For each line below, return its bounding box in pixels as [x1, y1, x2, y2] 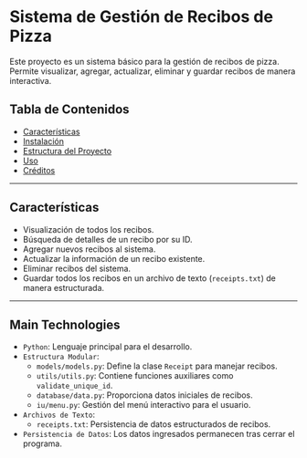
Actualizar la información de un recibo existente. [22, 253, 206, 264]
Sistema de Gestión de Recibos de [9, 6, 274, 27]
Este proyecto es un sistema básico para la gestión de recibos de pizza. [9, 56, 281, 67]
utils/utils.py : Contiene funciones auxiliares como [36, 370, 234, 381]
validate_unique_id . [36, 380, 113, 391]
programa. [22, 438, 62, 449]
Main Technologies [9, 317, 121, 332]
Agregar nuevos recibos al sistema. [22, 244, 156, 255]
